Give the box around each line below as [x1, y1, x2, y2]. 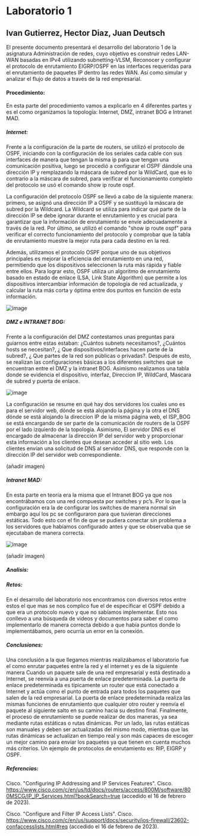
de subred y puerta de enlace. [6, 378, 80, 385]
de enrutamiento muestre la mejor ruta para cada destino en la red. [6, 237, 170, 245]
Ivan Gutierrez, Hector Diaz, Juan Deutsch [6, 28, 165, 38]
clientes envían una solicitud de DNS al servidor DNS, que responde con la [6, 445, 189, 452]
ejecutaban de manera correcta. [6, 529, 85, 536]
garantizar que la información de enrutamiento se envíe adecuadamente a [6, 219, 187, 226]
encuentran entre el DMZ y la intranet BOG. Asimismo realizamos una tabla [6, 365, 189, 372]
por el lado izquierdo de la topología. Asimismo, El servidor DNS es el [6, 426, 176, 433]
